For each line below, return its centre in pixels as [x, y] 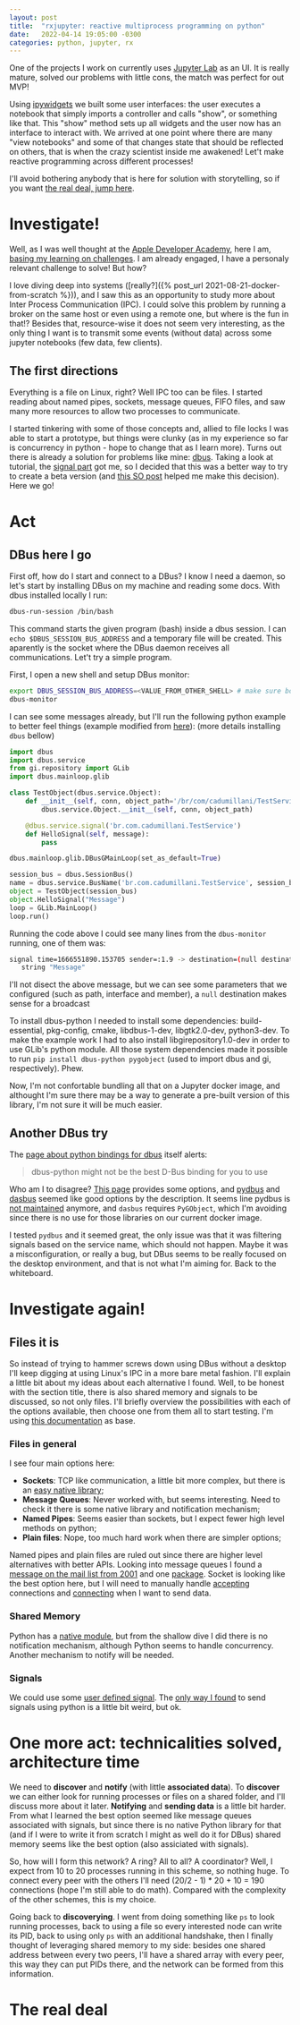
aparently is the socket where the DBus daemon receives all [120, 647]
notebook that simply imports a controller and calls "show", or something [143, 114]
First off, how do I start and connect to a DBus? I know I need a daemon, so [147, 576]
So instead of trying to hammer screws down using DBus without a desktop [148, 1364]
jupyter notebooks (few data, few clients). [86, 343]
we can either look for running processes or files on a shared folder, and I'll [147, 1796]
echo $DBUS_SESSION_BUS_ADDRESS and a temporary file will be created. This [146, 638]
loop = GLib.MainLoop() [54, 908]
